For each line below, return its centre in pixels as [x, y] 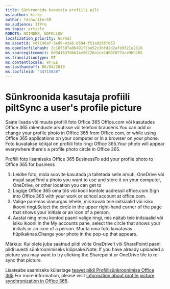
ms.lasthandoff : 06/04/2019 [35, 67]
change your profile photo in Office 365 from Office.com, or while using [81, 133]
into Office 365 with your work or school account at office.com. [79, 196]
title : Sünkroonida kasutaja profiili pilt [52, 10]
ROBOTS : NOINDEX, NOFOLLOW [34, 34]
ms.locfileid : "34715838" [33, 72]
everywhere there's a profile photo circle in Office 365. [63, 149]
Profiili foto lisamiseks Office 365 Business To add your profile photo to [79, 159]
